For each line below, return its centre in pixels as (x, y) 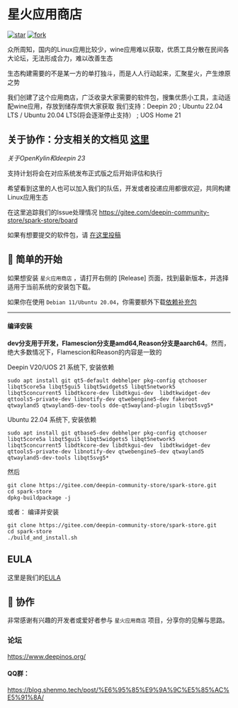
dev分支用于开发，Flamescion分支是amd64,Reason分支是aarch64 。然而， (119, 343)
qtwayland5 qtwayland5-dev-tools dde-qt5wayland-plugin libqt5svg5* (110, 405)
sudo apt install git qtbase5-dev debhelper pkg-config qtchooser (107, 433)
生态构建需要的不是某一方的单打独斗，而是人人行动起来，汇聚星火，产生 (113, 73)
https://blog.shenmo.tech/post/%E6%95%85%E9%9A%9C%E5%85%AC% (119, 690)
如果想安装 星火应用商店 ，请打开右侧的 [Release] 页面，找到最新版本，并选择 (118, 278)
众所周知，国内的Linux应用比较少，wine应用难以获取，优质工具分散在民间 (115, 49)
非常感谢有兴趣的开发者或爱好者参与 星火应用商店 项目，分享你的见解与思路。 (118, 620)
